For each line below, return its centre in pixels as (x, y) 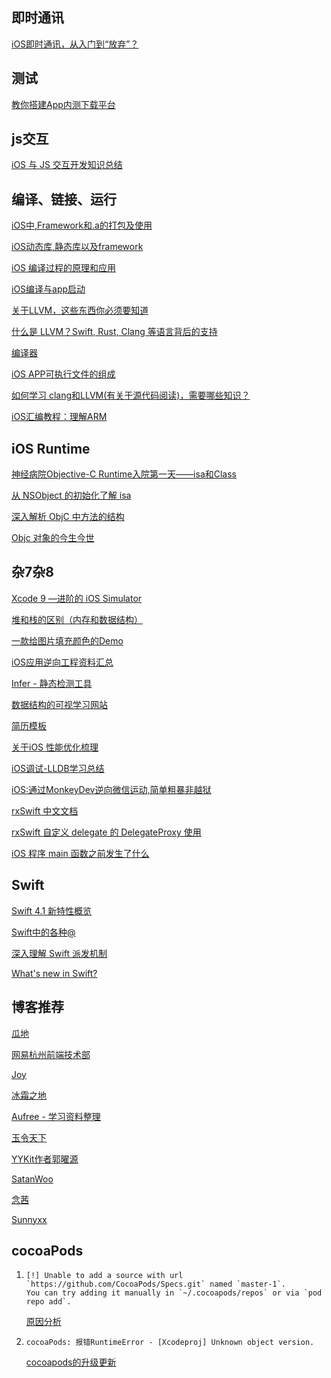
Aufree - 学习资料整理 (56, 1116)
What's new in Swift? (54, 973)
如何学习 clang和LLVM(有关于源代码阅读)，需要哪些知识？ (131, 395)
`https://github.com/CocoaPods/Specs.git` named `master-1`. (156, 1284)
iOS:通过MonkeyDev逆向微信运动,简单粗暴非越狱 (111, 789)
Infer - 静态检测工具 (52, 683)
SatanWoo (32, 1179)
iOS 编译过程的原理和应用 (64, 268)
